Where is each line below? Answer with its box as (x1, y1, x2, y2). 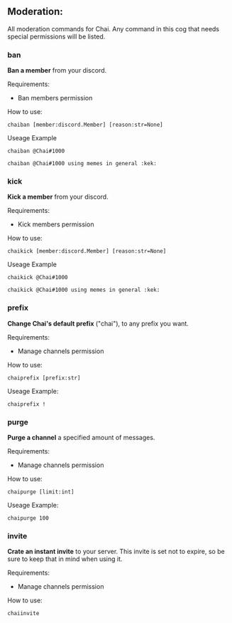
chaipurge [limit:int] (7, 488, 74, 496)
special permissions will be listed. (7, 32, 106, 41)
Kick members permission (17, 220, 94, 229)
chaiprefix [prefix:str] (7, 374, 81, 382)
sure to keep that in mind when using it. (7, 555, 123, 563)
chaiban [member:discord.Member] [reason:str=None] (7, 121, 163, 129)
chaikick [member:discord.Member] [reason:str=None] (7, 248, 167, 255)
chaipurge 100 (7, 515, 50, 522)
